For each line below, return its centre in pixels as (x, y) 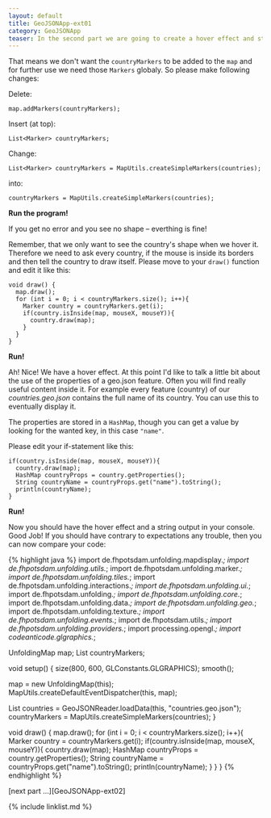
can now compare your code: (57, 544)
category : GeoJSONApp (45, 31)
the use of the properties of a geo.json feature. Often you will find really (127, 381)
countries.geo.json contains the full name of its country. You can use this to (134, 398)
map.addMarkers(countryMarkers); (65, 109)
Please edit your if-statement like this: (71, 447)
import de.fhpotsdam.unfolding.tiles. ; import (82, 577)
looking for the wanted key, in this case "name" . (86, 431)
